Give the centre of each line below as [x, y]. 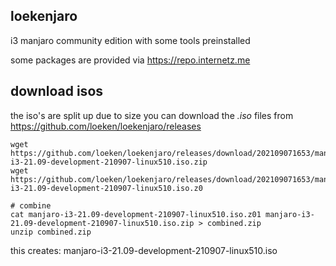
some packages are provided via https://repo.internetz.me [130, 60]
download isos [57, 91]
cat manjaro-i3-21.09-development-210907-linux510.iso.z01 [136, 214]
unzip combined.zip [51, 232]
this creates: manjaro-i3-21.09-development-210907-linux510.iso [144, 250]
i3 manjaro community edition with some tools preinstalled [130, 40]
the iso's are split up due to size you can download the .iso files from [152, 115]
